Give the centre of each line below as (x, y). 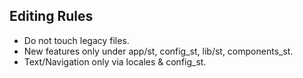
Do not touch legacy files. (76, 40)
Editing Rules (51, 16)
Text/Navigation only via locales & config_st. (115, 61)
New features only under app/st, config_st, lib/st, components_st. (158, 51)
